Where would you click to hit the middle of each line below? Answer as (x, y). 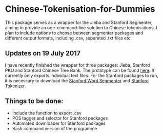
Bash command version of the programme (55, 128)
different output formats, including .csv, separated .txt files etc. (68, 38)
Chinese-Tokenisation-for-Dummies (80, 9)
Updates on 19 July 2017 (43, 53)
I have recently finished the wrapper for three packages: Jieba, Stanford (78, 65)
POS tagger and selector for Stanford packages (60, 118)
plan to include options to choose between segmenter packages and (74, 33)
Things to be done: (34, 101)
